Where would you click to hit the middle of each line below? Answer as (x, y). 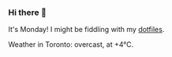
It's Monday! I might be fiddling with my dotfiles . (86, 30)
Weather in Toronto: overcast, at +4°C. (71, 45)
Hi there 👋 (28, 12)
